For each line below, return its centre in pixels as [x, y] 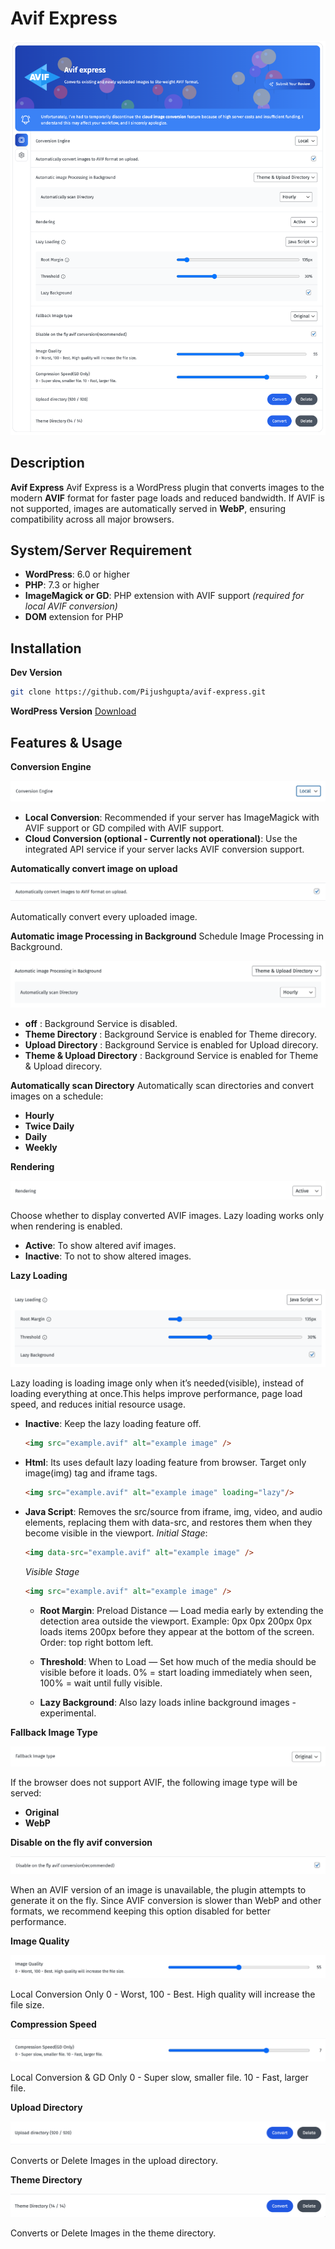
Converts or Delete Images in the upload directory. [114, 2161]
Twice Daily [49, 1126]
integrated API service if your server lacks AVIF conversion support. [164, 849]
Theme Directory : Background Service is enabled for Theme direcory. [170, 1034]
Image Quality [40, 1941]
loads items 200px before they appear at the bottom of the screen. [177, 1631]
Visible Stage [52, 1571]
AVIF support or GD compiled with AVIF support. [124, 828]
